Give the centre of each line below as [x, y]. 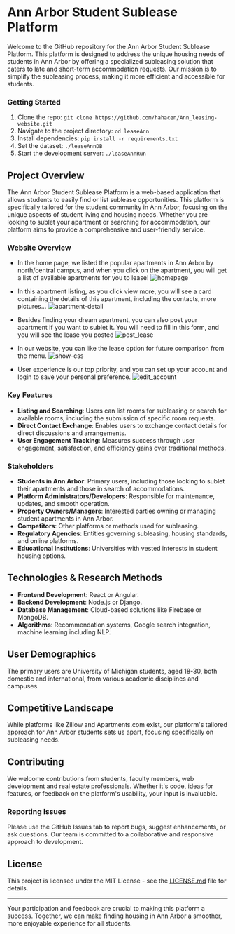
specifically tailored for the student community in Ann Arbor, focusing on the [117, 207]
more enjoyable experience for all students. [70, 923]
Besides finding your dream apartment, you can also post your [107, 320]
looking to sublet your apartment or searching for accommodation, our [109, 222]
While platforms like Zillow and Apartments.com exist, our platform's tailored [117, 725]
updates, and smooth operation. [63, 503]
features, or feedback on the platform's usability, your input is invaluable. [113, 794]
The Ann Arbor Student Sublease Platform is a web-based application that [114, 192]
